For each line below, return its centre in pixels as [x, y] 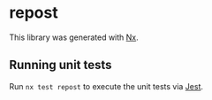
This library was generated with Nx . [74, 37]
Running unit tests [61, 65]
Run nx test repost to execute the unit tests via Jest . [106, 86]
